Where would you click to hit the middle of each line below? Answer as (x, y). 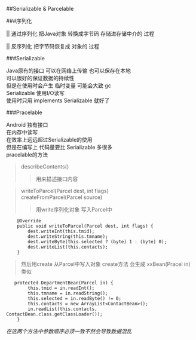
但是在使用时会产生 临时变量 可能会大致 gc (59, 85)
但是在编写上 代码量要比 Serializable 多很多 (59, 147)
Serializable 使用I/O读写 (35, 93)
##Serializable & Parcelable (40, 9)
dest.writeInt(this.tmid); (61, 231)
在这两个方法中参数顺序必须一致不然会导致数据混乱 (69, 331)
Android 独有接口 (27, 125)
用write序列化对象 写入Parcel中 (74, 209)
